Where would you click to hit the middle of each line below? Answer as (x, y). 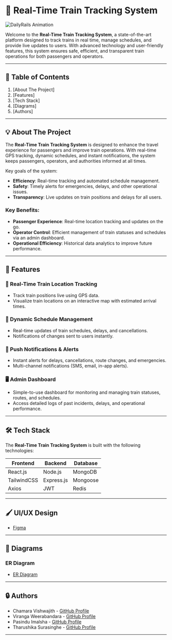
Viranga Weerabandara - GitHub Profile (54, 616)
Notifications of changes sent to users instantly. (63, 336)
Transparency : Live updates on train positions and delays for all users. (87, 197)
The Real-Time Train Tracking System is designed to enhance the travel (82, 144)
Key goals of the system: (31, 170)
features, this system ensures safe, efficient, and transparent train (75, 51)
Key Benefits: (23, 210)
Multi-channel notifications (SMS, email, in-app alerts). (70, 366)
